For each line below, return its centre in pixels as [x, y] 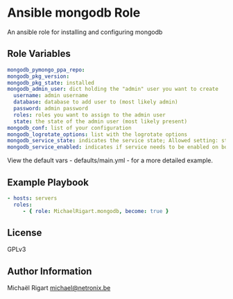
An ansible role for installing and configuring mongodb [85, 32]
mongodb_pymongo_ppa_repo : [46, 70]
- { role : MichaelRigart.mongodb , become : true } [96, 211]
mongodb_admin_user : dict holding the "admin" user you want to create [113, 89]
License [25, 233]
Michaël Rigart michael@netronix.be [59, 288]
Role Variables [39, 54]
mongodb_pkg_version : [38, 76]
